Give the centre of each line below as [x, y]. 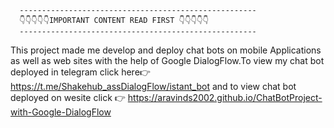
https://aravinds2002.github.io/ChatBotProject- [225, 97]
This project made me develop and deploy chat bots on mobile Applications [166, 50]
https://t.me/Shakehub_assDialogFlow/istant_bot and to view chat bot [153, 86]
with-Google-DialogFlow [61, 112]
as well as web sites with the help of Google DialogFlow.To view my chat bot [167, 60]
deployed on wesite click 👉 [68, 97]
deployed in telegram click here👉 [80, 72]
